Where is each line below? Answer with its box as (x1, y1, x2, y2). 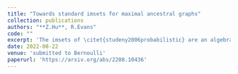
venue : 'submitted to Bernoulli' (7, 50, 106, 57)
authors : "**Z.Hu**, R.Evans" (7, 23, 97, 30)
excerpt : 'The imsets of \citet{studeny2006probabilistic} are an (7, 37, 208, 44)
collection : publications (7, 17, 84, 24)
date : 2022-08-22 (7, 43, 59, 50)
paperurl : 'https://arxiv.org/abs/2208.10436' (7, 56, 147, 63)
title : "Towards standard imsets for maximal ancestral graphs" (7, 10, 201, 18)
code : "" (7, 30, 33, 37)
